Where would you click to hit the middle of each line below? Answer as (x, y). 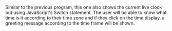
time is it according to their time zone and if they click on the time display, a (85, 18)
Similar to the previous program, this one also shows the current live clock (84, 7)
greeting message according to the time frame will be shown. (70, 23)
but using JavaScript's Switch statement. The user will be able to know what (86, 12)
